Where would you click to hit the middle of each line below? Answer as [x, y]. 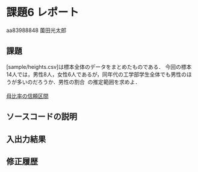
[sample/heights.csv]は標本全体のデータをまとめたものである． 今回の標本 [99, 66]
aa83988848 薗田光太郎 [36, 30]
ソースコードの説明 [42, 117]
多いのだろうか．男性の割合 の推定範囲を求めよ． [79, 81]
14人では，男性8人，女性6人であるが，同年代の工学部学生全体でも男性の [97, 74]
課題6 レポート [43, 12]
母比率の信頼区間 [27, 96]
